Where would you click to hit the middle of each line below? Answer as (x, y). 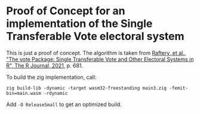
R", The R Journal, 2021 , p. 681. (45, 65)
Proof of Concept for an (66, 11)
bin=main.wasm (24, 93)
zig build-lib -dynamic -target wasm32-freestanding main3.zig (87, 88)
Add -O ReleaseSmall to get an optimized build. (64, 104)
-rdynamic (56, 93)
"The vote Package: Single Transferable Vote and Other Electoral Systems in (100, 59)
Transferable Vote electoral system (95, 36)
